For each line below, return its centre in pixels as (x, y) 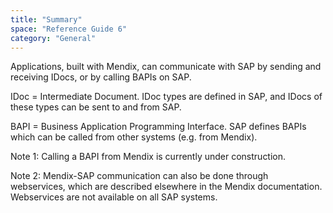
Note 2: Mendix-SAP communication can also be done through (139, 176)
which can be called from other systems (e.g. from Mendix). (134, 137)
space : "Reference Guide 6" (69, 29)
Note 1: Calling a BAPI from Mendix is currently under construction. (148, 157)
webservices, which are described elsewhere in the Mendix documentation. (166, 187)
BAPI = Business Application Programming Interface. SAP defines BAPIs (158, 127)
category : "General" (53, 38)
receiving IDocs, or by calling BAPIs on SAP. (101, 77)
